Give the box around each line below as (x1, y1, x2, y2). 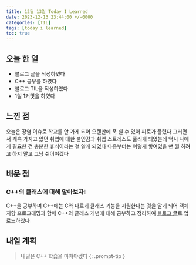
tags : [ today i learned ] (6, 25, 67, 31)
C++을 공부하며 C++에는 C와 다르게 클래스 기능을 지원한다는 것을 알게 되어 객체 (6, 202, 189, 209)
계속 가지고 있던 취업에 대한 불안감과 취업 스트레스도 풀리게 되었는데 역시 (12, 135, 178, 142)
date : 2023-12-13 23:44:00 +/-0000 (6, 14, 93, 20)
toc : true (6, 31, 31, 36)
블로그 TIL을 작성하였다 (14, 85, 69, 92)
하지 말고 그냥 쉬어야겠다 (12, 150, 69, 157)
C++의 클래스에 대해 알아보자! (6, 188, 86, 196)
